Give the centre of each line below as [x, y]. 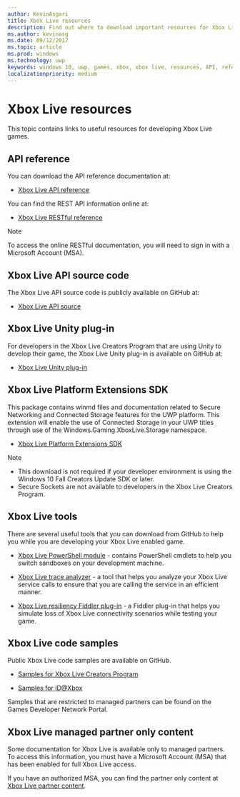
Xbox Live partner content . [47, 786]
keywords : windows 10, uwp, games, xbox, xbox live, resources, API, [113, 67]
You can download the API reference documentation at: [89, 176]
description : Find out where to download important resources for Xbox [116, 27]
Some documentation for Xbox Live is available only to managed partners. [116, 749]
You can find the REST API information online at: [78, 204]
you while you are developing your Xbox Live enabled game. [96, 541]
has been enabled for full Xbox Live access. [72, 764]
